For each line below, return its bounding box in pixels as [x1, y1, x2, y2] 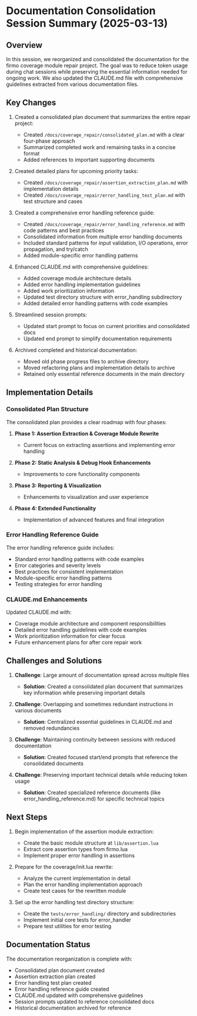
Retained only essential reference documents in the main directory [23, 370, 185, 378]
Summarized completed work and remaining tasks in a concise [23, 143, 176, 151]
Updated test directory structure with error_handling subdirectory [23, 293, 182, 300]
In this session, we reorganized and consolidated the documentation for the [6, 56, 189, 62]
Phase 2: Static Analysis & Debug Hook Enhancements [14, 459, 151, 466]
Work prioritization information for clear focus [14, 633, 126, 640]
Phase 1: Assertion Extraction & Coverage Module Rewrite [14, 430, 159, 437]
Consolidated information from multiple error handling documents [23, 233, 183, 240]
